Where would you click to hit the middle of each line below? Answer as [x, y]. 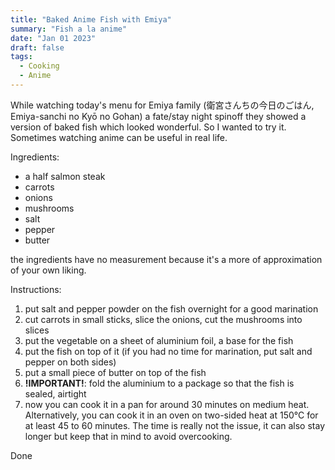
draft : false [37, 47]
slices [37, 330]
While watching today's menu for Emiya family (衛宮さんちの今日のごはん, [162, 105]
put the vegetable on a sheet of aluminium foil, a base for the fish [159, 340]
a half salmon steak [65, 176]
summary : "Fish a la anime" [69, 29]
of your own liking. [48, 270]
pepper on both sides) [70, 362]
